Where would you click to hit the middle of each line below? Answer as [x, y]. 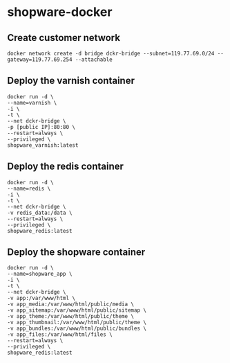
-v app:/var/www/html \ [41, 299]
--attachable [94, 60]
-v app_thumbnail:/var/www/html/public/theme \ [77, 323]
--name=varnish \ [32, 103]
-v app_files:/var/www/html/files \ [60, 335]
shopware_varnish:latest [43, 145]
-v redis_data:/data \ [40, 213]
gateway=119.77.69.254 [40, 60]
